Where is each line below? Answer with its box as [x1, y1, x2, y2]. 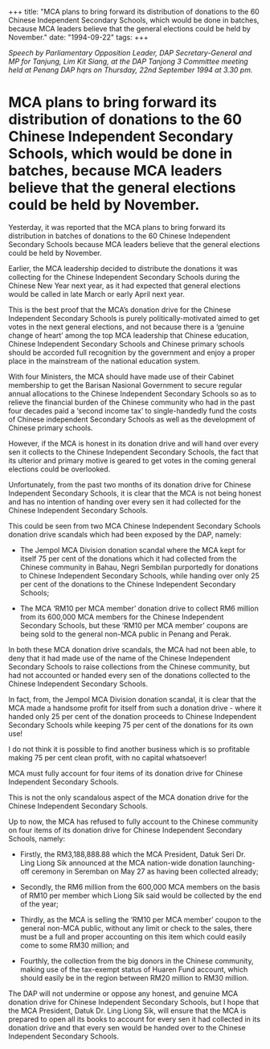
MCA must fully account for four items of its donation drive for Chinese [8, 768, 243, 778]
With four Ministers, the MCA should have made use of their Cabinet [8, 372, 235, 381]
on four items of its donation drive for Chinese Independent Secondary [8, 825, 243, 835]
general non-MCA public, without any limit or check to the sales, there [19, 923, 252, 932]
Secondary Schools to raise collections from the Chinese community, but [8, 661, 251, 671]
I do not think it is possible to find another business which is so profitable [8, 744, 251, 754]
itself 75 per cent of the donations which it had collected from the [19, 553, 237, 563]
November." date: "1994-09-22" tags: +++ [8, 32, 149, 42]
